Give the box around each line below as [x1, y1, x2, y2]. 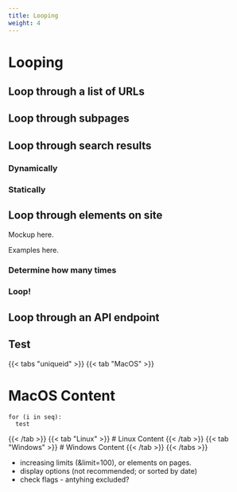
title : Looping [8, 11, 59, 20]
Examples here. [8, 245, 60, 254]
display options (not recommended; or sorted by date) [19, 466, 197, 475]
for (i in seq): [8, 413, 62, 421]
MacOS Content [8, 386, 116, 405]
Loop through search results [8, 138, 152, 152]
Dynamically [8, 162, 58, 173]
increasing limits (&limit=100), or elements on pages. [19, 458, 192, 467]
